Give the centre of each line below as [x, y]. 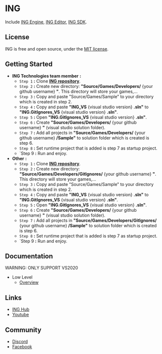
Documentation [29, 256]
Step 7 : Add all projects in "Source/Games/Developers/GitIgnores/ [88, 220]
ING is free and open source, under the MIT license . [57, 49]
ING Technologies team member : [47, 76]
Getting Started [29, 64]
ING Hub [21, 309]
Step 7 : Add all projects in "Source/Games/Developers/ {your [82, 133]
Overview [29, 283]
